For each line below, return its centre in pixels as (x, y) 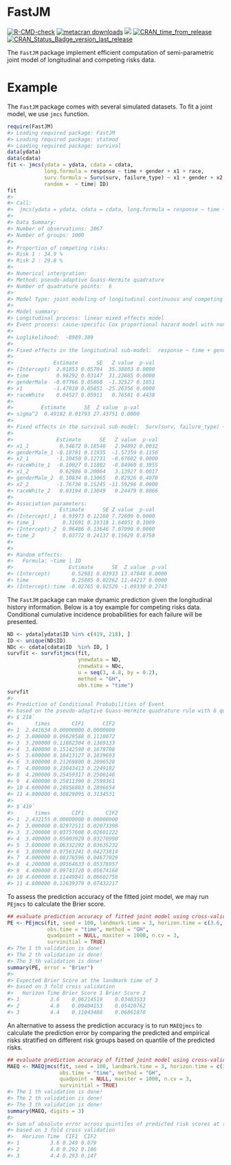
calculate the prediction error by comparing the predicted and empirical (108, 1032)
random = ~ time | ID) (76, 184)
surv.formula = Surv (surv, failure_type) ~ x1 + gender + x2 (133, 177)
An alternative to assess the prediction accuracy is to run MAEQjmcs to (104, 1025)
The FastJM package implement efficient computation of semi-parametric (111, 52)
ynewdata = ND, (100, 660)
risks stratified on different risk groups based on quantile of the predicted (111, 1040)
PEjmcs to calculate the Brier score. (56, 904)
